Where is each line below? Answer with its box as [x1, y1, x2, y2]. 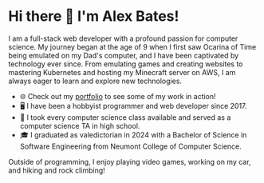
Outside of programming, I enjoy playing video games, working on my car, [8, 157, 251, 166]
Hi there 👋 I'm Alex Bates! [8, 7, 179, 26]
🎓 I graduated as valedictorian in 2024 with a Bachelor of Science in [19, 129, 247, 139]
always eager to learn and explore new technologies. [8, 76, 182, 86]
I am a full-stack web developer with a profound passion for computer [8, 34, 238, 43]
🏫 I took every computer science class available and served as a [19, 112, 231, 122]
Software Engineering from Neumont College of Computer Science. [19, 141, 242, 151]
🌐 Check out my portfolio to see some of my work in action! [19, 91, 217, 101]
